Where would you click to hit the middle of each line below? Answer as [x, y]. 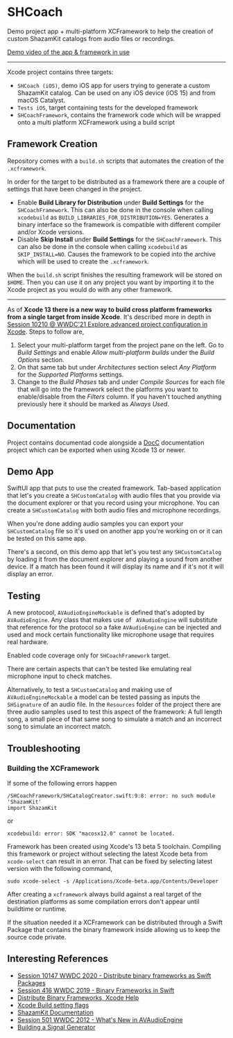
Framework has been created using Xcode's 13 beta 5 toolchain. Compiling [114, 846]
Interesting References [58, 959]
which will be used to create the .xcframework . [83, 261]
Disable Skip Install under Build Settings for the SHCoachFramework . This [119, 239]
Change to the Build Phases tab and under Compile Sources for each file [121, 381]
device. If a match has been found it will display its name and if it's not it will [115, 566]
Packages [32, 983]
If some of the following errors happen [62, 783]
